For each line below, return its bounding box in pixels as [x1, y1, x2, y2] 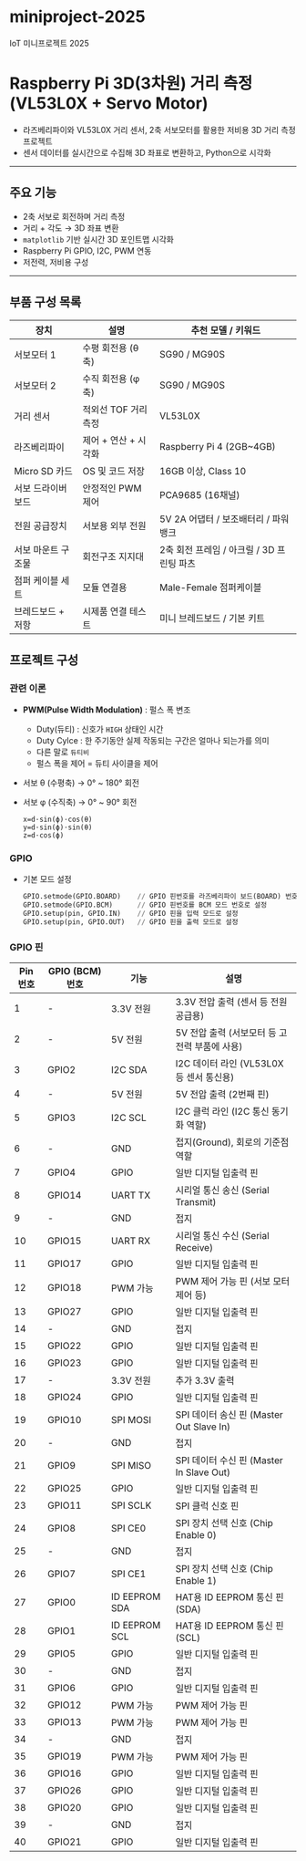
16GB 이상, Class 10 [158, 464, 247, 477]
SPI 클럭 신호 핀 [175, 1500, 240, 1513]
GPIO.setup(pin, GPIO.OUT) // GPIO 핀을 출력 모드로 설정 [22, 918, 239, 927]
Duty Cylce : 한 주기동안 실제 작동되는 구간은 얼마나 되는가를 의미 [36, 735, 270, 746]
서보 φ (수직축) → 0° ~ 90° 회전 [22, 796, 138, 808]
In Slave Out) [175, 1466, 230, 1479]
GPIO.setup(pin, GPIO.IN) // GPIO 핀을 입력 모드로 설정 [22, 910, 239, 919]
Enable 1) [175, 1575, 217, 1587]
